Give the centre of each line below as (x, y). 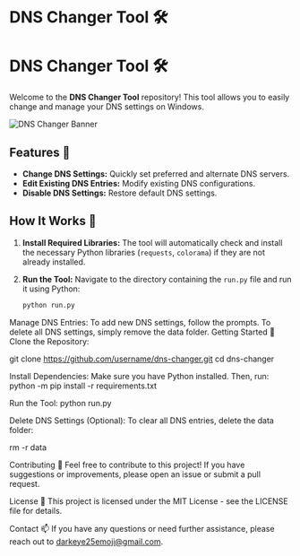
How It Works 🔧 (53, 221)
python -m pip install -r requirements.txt (83, 386)
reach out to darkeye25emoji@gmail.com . (86, 541)
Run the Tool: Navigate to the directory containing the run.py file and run (157, 279)
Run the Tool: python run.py (60, 403)
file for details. (36, 510)
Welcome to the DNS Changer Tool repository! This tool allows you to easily (150, 97)
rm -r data (28, 447)
